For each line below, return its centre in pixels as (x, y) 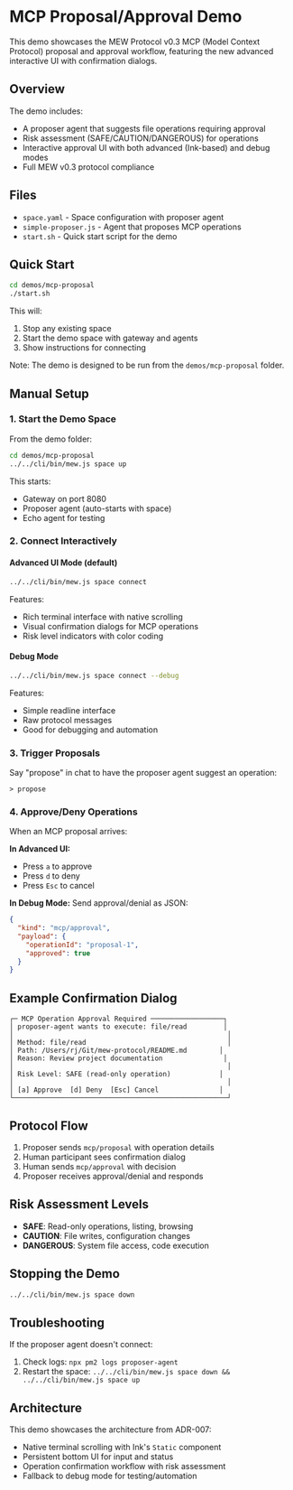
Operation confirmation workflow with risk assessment (124, 1467)
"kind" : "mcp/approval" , (64, 928)
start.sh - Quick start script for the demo (100, 236)
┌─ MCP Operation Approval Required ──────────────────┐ (119, 1019)
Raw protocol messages (67, 720)
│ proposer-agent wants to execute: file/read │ (119, 1027)
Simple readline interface (69, 710)
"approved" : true (58, 953)
